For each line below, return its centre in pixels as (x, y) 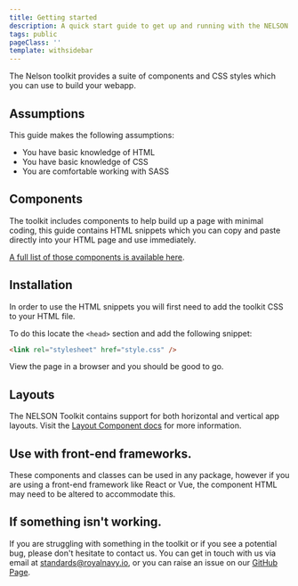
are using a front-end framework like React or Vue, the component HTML (143, 485)
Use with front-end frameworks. (101, 454)
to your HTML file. (42, 316)
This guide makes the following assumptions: (92, 135)
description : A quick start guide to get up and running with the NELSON (149, 26)
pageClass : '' (36, 42)
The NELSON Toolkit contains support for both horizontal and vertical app (145, 417)
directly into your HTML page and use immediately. (103, 239)
